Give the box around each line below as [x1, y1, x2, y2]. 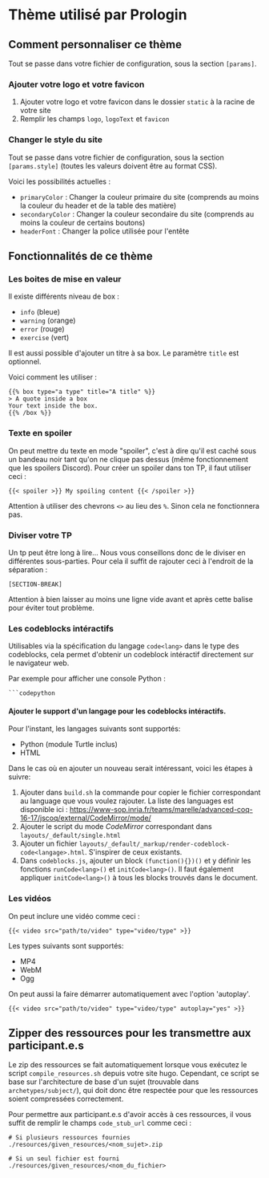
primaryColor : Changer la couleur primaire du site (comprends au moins [19, 192, 259, 201]
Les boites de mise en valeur [8, 273, 122, 284]
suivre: [8, 772, 31, 782]
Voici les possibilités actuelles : [8, 177, 110, 186]
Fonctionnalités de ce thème [8, 249, 154, 262]
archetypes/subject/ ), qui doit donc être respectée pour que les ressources [8, 1086, 259, 1095]
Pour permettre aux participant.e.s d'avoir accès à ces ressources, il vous [8, 1110, 252, 1119]
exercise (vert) [19, 333, 70, 343]
